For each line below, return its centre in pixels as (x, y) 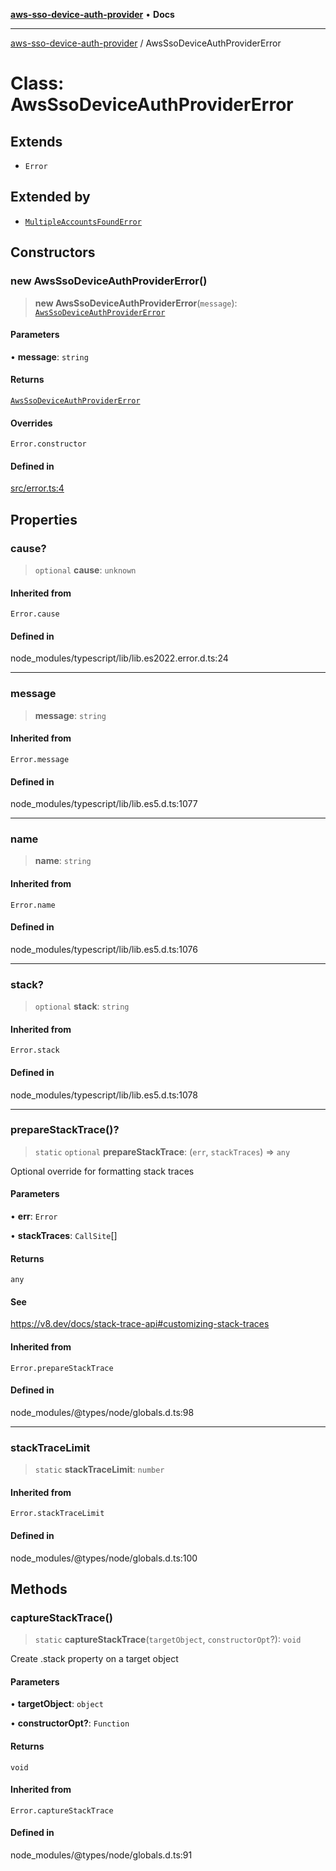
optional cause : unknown (85, 570)
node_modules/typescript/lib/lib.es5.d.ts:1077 (104, 804)
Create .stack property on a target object (94, 1659)
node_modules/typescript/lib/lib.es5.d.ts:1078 (104, 1095)
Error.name (33, 905)
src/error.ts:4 (37, 488)
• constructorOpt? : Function (70, 1723)
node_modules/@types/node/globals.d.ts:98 (102, 1412)
